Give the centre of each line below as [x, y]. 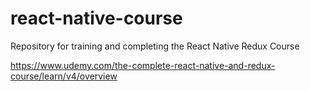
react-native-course [96, 18]
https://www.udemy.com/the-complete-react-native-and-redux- [143, 65]
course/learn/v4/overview [64, 76]
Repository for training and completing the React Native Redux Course [155, 46]
